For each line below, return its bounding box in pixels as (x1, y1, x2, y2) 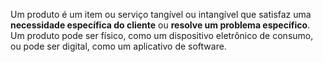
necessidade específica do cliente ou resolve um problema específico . (10, 19, 311, 31)
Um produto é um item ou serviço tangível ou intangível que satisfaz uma (10, 9, 312, 20)
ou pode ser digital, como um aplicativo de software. (10, 40, 227, 52)
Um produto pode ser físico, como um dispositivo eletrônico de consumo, (10, 30, 314, 41)
